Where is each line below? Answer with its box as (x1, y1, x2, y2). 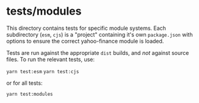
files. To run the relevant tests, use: (6, 55, 95, 63)
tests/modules (6, 4, 82, 18)
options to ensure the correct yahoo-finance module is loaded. (6, 37, 164, 44)
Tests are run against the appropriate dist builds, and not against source (6, 49, 189, 56)
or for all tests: (6, 79, 43, 87)
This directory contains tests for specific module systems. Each (6, 24, 167, 32)
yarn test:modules (6, 91, 53, 97)
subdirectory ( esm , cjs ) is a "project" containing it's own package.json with (6, 30, 194, 38)
